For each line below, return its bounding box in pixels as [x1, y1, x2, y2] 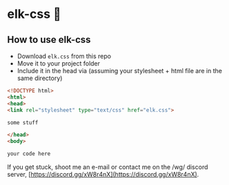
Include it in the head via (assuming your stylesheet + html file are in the [17, 67, 223, 75]
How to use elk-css [7, 34, 91, 46]
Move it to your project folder [17, 59, 101, 68]
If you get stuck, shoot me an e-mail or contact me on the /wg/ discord [7, 163, 208, 171]
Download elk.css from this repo [17, 52, 112, 60]
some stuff [7, 119, 39, 126]
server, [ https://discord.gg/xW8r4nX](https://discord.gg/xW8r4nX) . [7, 171, 199, 178]
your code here [7, 150, 51, 157]
